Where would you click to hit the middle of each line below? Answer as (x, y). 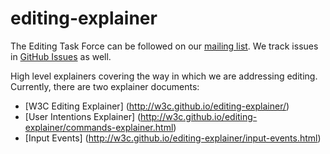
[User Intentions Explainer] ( (83, 116)
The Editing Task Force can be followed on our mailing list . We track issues (164, 46)
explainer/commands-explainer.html (99, 127)
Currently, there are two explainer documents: (105, 86)
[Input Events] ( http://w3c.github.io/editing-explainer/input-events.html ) (173, 138)
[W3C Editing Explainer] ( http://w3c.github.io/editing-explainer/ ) (157, 106)
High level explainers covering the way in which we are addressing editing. (164, 76)
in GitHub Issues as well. (61, 56)
